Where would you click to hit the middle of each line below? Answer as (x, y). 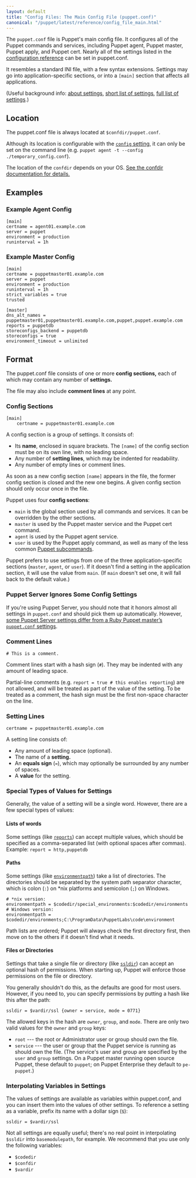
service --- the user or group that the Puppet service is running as (95, 1045)
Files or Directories (30, 950)
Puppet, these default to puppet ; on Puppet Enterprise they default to (98, 1064)
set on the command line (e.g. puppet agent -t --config (74, 150)
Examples (24, 192)
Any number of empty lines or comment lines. (70, 465)
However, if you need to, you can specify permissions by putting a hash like (98, 994)
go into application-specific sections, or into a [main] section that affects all (98, 76)
